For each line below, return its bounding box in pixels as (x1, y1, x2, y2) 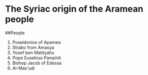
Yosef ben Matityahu (12, 50, 55, 56)
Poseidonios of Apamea (12, 39, 61, 45)
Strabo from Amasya (12, 44, 55, 50)
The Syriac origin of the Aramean (5, 3, 144, 15)
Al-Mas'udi (12, 65, 35, 71)
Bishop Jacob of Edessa (12, 60, 61, 66)
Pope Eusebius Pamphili (12, 55, 61, 60)
